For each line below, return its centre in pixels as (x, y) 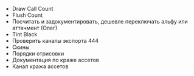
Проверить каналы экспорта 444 (55, 41)
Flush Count (27, 15)
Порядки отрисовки (38, 53)
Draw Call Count (33, 9)
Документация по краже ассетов (55, 60)
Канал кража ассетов (40, 66)
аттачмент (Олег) (35, 28)
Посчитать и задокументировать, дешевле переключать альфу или (100, 21)
